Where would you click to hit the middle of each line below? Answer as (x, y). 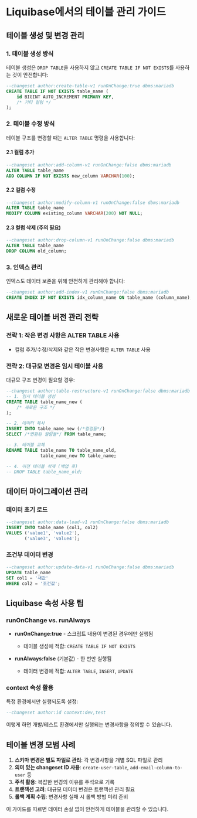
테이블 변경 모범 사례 (41, 745)
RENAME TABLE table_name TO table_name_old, (61, 450)
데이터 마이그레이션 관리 (47, 491)
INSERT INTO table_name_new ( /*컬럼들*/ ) (56, 429)
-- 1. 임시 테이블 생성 (31, 396)
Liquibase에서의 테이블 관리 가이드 (86, 12)
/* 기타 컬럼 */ (34, 102)
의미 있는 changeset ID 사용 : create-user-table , (72, 768)
